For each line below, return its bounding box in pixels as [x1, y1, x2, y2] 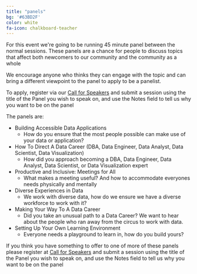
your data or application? [23, 137, 84, 144]
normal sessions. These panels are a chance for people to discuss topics [6, 48, 183, 55]
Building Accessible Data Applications [14, 124, 107, 131]
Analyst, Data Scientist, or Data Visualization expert [23, 162, 148, 169]
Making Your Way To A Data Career [14, 206, 101, 213]
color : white [6, 19, 38, 25]
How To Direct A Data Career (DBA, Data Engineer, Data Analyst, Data [14, 143, 183, 150]
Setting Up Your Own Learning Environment [14, 225, 121, 232]
